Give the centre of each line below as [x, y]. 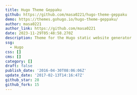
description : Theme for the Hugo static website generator [68, 38]
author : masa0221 [23, 24]
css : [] [13, 52]
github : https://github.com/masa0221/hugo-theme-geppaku [66, 15]
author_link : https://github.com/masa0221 [50, 29]
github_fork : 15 [22, 84]
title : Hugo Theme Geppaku [33, 10]
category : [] [19, 61]
